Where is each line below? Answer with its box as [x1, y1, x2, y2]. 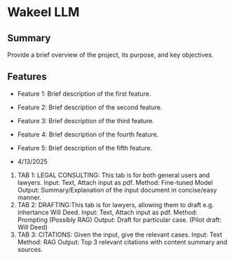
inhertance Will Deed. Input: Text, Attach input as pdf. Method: [17, 208, 198, 216]
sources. [17, 245, 43, 253]
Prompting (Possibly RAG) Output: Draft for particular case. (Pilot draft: [17, 215, 222, 224]
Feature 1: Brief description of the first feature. [17, 89, 151, 98]
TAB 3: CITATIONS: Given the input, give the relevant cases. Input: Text [17, 230, 223, 239]
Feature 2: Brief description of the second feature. [17, 103, 163, 111]
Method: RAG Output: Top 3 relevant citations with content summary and [17, 237, 228, 246]
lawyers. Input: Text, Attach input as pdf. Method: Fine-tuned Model [17, 178, 214, 186]
